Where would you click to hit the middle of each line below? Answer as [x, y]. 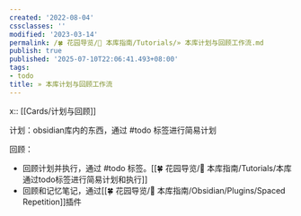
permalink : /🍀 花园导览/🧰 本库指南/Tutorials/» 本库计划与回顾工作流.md [137, 43]
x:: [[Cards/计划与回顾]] [53, 111]
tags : [19, 68]
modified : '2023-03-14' [54, 34]
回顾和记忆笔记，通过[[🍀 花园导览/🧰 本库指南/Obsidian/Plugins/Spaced [154, 190]
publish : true [36, 51]
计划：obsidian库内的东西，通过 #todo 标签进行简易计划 [113, 130]
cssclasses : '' [38, 26]
